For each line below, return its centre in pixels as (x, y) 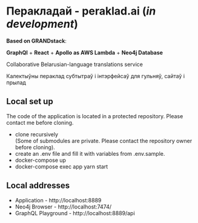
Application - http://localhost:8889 (58, 200)
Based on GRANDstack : (36, 41)
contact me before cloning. (40, 122)
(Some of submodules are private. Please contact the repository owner (104, 141)
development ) (42, 24)
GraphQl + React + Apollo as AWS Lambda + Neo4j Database (85, 52)
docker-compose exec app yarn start (61, 166)
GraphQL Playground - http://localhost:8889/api (75, 213)
